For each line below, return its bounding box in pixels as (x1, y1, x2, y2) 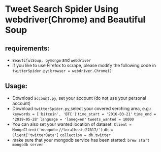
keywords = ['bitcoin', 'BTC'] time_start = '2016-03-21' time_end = (12, 112, 156, 116)
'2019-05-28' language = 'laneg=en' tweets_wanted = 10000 (12, 117, 134, 122)
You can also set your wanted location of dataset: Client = (12, 121, 132, 127)
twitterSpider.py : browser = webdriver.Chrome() (12, 68, 112, 74)
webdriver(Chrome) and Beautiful (5, 14, 146, 25)
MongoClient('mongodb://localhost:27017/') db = (12, 127, 113, 132)
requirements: (5, 44, 50, 52)
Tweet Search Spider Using (5, 3, 119, 15)
